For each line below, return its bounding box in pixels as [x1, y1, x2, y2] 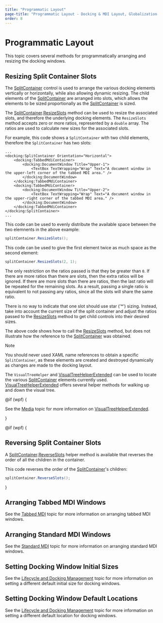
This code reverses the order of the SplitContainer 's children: [5, 466, 128, 472]
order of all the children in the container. [5, 457, 85, 463]
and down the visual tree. [5, 387, 56, 393]
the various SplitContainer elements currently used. [5, 377, 108, 383]
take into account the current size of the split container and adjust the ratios [5, 308, 157, 314]
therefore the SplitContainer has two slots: [5, 140, 92, 146]
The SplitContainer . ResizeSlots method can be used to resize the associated [5, 110, 158, 116]
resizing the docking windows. [5, 58, 66, 64]
